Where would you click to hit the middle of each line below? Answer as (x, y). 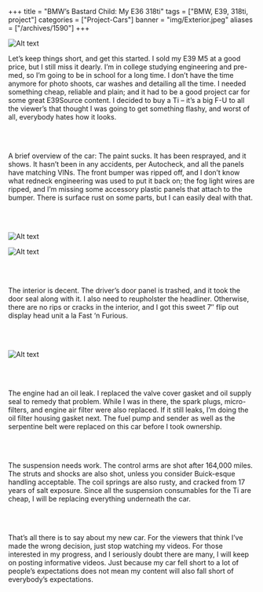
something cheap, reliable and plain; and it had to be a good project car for (129, 92)
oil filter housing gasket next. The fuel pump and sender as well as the (122, 418)
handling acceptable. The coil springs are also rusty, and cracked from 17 (127, 482)
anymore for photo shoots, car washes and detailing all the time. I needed (127, 83)
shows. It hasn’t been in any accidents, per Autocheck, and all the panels (126, 164)
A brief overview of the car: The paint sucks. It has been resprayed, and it (127, 156)
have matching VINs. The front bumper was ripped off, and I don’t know (124, 173)
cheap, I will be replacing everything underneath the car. (99, 499)
